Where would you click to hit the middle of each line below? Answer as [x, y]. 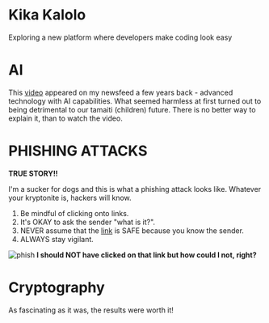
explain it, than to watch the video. [65, 118]
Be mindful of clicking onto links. [74, 213]
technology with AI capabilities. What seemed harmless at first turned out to [135, 101]
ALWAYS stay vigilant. [57, 239]
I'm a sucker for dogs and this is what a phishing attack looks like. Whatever [134, 189]
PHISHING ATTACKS [78, 151]
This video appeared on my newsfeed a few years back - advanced [121, 92]
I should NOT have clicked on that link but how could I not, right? [146, 255]
